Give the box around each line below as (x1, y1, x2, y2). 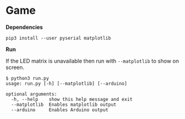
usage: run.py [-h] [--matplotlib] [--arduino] (5, 81, 128, 87)
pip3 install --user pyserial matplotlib (5, 35, 111, 41)
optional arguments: (5, 91, 58, 97)
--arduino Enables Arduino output (11, 106, 109, 113)
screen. (5, 64, 25, 71)
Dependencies (5, 23, 43, 31)
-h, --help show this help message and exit (11, 96, 133, 102)
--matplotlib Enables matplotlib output (11, 102, 117, 108)
